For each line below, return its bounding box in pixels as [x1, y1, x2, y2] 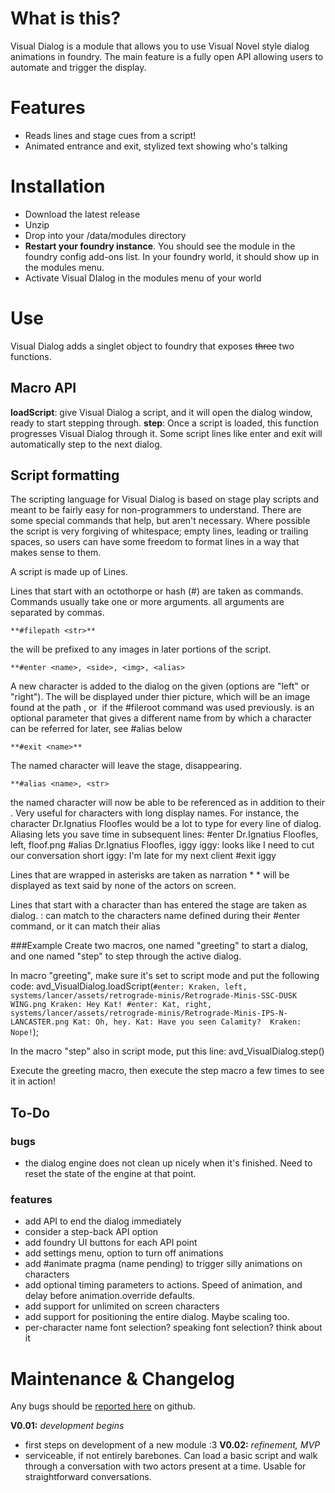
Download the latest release [24, 208, 141, 220]
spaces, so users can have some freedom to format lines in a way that [10, 536, 300, 548]
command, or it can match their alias [10, 920, 161, 932]
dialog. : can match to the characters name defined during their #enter [10, 910, 301, 922]
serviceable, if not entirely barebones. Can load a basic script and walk [24, 1450, 318, 1462]
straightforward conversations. [24, 1471, 152, 1483]
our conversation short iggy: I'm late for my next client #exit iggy [10, 850, 277, 862]
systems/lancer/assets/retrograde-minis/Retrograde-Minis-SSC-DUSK [10, 991, 298, 1001]
